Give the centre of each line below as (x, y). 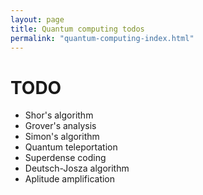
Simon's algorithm (62, 137)
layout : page (37, 19)
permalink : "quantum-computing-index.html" (102, 38)
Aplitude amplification (70, 179)
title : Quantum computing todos (77, 29)
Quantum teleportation (71, 147)
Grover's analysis (60, 126)
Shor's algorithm (59, 115)
